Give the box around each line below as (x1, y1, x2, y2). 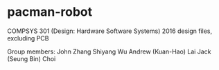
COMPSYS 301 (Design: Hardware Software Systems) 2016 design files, (7, 27, 213, 35)
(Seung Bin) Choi (7, 54, 56, 62)
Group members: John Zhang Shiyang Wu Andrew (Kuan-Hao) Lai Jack (7, 47, 211, 56)
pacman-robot (7, 4, 92, 20)
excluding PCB (7, 34, 49, 42)
